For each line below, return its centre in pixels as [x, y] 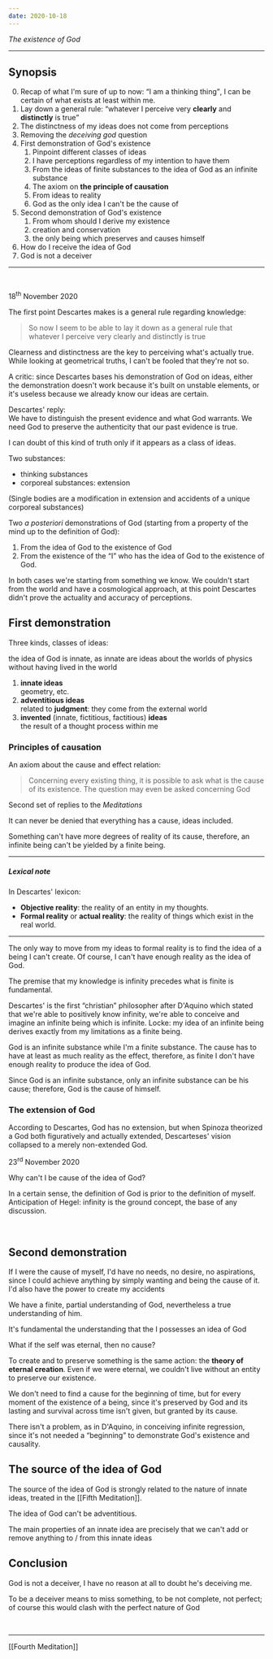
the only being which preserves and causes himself [119, 239]
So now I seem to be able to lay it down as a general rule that [130, 328]
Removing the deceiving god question [84, 135]
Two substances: [37, 458]
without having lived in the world [63, 667]
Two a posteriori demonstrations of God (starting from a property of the [128, 523]
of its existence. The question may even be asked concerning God [139, 789]
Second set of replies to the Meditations [76, 805]
